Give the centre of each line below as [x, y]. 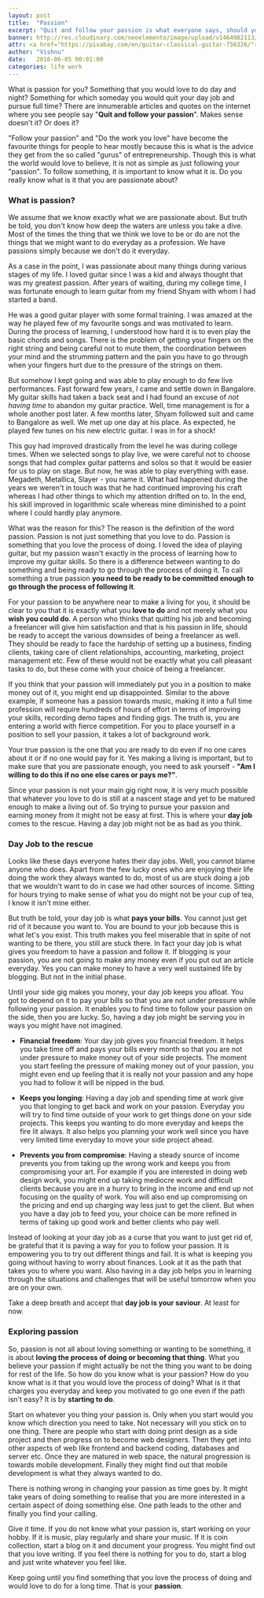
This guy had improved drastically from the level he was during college [123, 446]
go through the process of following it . [72, 587]
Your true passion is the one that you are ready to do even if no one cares [127, 750]
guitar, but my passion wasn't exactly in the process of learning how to [123, 553]
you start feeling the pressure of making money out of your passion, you [136, 1066]
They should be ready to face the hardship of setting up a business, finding [130, 644]
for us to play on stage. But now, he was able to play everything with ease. [128, 471]
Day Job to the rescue [51, 844]
